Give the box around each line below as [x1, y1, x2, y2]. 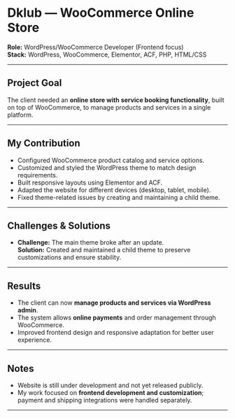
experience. [17, 336, 52, 344]
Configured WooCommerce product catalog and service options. [17, 156, 205, 164]
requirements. [17, 171, 58, 179]
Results [7, 280, 41, 291]
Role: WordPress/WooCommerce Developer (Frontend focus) [7, 43, 184, 51]
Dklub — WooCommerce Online [7, 5, 194, 21]
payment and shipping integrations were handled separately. [17, 396, 192, 404]
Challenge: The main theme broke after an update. [17, 238, 164, 247]
